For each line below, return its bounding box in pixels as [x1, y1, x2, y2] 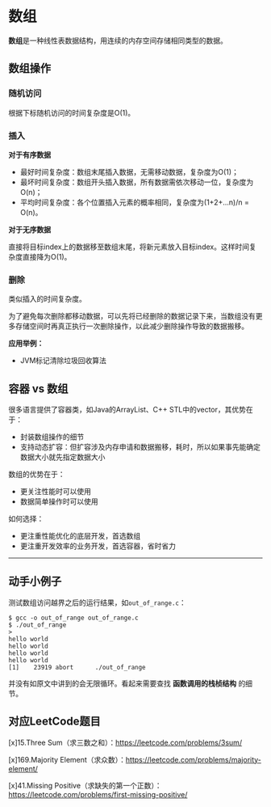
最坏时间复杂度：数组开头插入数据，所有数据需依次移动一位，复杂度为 [19, 177, 254, 187]
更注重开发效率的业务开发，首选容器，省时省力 [19, 541, 176, 551]
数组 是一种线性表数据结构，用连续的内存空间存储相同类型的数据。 [8, 36, 227, 45]
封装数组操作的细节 [19, 432, 85, 442]
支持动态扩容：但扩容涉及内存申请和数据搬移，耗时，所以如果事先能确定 [19, 442, 261, 452]
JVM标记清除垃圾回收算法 [19, 356, 107, 365]
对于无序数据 [8, 224, 51, 234]
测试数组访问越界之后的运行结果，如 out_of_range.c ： [8, 598, 187, 607]
